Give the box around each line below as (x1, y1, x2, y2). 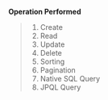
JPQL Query (39, 82, 81, 92)
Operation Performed (8, 7, 81, 16)
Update (39, 40, 65, 49)
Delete (39, 48, 63, 57)
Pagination (39, 65, 77, 75)
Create (39, 23, 63, 31)
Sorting (39, 56, 65, 66)
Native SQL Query (39, 74, 101, 83)
